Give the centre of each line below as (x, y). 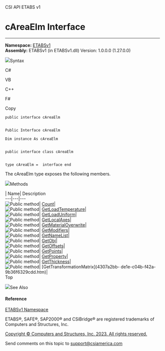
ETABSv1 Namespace (27, 310)
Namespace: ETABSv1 (28, 45)
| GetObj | (48, 240)
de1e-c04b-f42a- (138, 267)
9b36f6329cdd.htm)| (27, 272)
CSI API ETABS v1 (23, 7)
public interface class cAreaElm (39, 152)
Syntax (17, 61)
